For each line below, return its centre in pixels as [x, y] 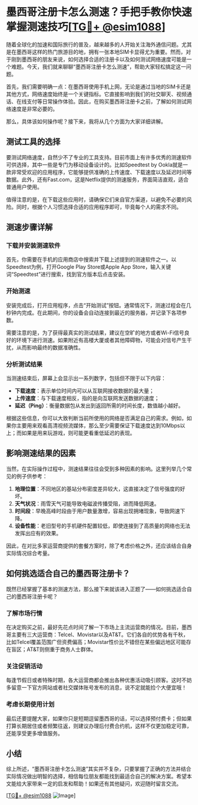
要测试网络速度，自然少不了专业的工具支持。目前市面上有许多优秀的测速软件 [99, 157]
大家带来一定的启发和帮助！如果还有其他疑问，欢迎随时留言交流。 [101, 784]
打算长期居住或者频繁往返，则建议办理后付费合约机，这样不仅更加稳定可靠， [99, 726]
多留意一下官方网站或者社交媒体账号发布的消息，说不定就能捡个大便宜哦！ [96, 688]
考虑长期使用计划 [30, 704]
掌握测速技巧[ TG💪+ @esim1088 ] [86, 27]
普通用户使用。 [24, 186]
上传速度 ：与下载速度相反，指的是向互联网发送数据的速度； [87, 398]
